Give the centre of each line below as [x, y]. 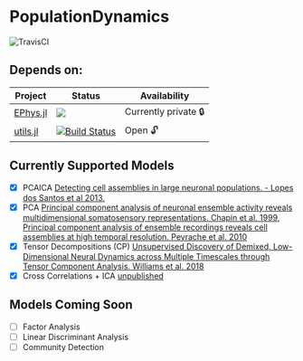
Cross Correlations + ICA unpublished [93, 275]
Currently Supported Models [92, 166]
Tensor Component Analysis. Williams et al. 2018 [113, 266]
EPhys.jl [31, 113]
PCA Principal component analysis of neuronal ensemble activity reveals [157, 207]
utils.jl [26, 131]
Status [86, 95]
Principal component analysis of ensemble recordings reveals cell [145, 227]
